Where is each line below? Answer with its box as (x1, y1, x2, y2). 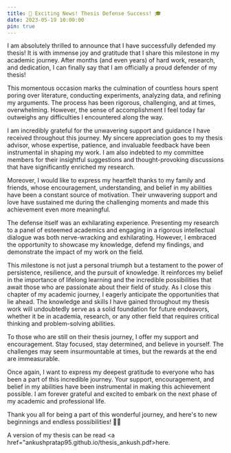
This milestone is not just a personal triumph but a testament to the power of (7, 262, 223, 270)
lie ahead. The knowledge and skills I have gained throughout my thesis (7, 298, 210, 306)
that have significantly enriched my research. (7, 163, 135, 172)
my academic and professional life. (7, 397, 107, 406)
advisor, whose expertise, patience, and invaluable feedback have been (7, 141, 210, 150)
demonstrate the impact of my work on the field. (7, 248, 144, 256)
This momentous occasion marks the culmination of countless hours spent (7, 84, 219, 93)
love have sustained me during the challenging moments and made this (7, 198, 209, 207)
